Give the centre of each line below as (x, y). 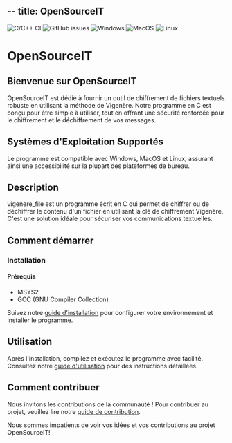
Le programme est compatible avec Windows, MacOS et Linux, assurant (110, 158)
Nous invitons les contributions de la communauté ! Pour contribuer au (108, 404)
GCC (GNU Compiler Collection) (63, 299)
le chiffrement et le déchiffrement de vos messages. (82, 120)
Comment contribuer (53, 387)
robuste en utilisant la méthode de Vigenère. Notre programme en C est (109, 105)
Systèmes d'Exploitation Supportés (86, 142)
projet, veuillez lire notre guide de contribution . (74, 411)
